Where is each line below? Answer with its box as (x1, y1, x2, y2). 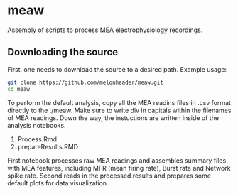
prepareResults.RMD (17, 142, 79, 151)
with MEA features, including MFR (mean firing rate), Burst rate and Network (7, 163, 231, 172)
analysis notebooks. (7, 121, 66, 129)
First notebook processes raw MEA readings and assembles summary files (7, 156, 227, 165)
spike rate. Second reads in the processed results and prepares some (7, 171, 212, 180)
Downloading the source (7, 46, 119, 58)
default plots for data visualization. (7, 178, 109, 187)
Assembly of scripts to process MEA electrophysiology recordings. (7, 26, 203, 34)
